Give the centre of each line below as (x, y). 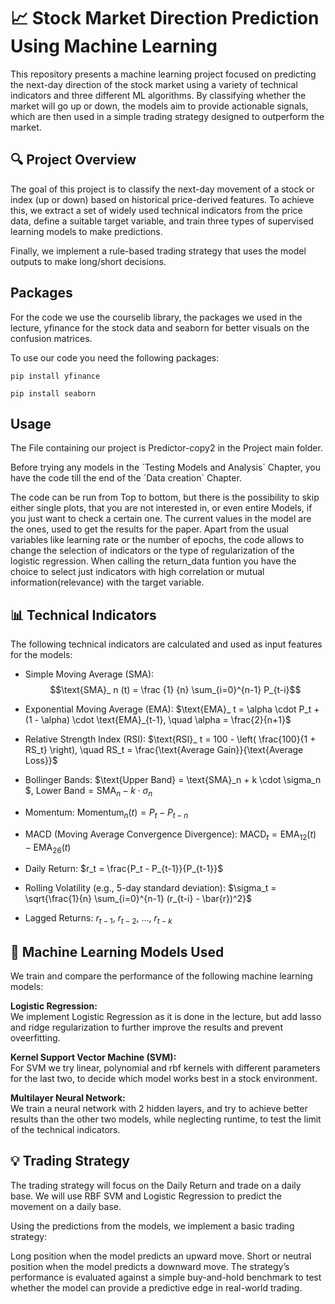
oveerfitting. (35, 1037)
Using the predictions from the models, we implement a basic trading (152, 1226)
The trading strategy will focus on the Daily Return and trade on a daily (156, 1185)
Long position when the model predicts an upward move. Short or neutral (161, 1256)
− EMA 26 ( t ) (48, 848)
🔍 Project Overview (73, 160)
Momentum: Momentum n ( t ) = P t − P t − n (106, 813)
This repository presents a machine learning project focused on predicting (163, 74)
